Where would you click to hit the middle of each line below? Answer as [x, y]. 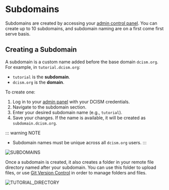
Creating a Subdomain [41, 50]
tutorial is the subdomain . [41, 77]
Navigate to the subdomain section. [49, 107]
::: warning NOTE [23, 133]
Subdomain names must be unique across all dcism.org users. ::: [79, 142]
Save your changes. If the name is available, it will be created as [79, 118]
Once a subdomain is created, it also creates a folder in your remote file [79, 162]
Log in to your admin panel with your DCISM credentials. [71, 102]
